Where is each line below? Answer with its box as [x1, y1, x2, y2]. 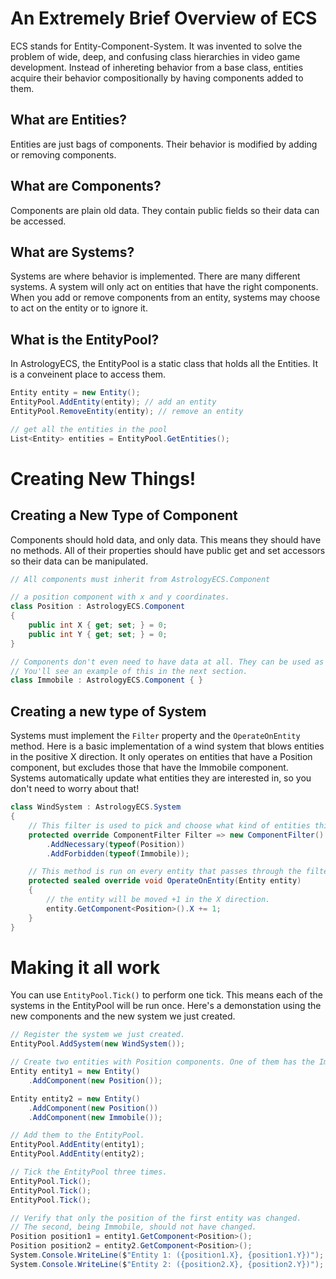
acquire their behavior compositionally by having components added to [10, 72, 304, 84]
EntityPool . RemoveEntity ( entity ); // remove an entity [10, 406, 244, 416]
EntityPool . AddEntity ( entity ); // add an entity [10, 397, 217, 407]
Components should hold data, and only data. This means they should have [10, 533, 322, 546]
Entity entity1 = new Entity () [10, 1067, 141, 1077]
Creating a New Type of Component [10, 507, 238, 524]
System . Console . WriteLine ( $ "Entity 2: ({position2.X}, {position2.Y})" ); [10, 1259, 325, 1269]
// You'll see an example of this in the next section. [10, 666, 248, 676]
